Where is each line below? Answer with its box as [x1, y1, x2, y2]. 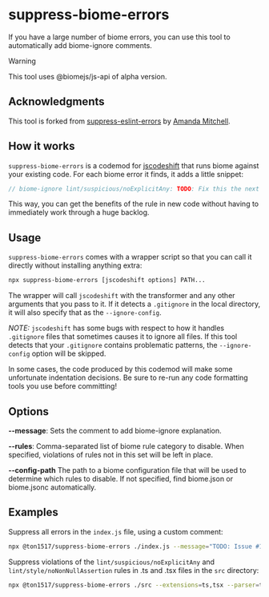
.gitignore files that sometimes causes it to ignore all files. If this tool [8, 332, 238, 341]
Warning [8, 56, 36, 66]
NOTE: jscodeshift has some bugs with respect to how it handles [8, 323, 225, 333]
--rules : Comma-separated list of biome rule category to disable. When [8, 441, 244, 450]
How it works [8, 139, 75, 153]
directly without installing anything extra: [8, 260, 143, 270]
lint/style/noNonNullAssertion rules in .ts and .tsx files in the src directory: [8, 565, 259, 575]
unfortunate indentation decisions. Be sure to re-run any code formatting [8, 373, 248, 382]
